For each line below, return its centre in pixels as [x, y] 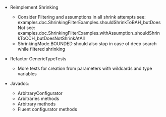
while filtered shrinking [41, 49]
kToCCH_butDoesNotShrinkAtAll [51, 38]
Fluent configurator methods [47, 109]
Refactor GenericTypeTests [38, 59]
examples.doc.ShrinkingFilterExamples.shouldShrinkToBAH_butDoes [89, 22]
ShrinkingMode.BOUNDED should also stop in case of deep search [87, 44]
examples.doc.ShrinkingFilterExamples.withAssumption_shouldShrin [89, 33]
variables [27, 74]
